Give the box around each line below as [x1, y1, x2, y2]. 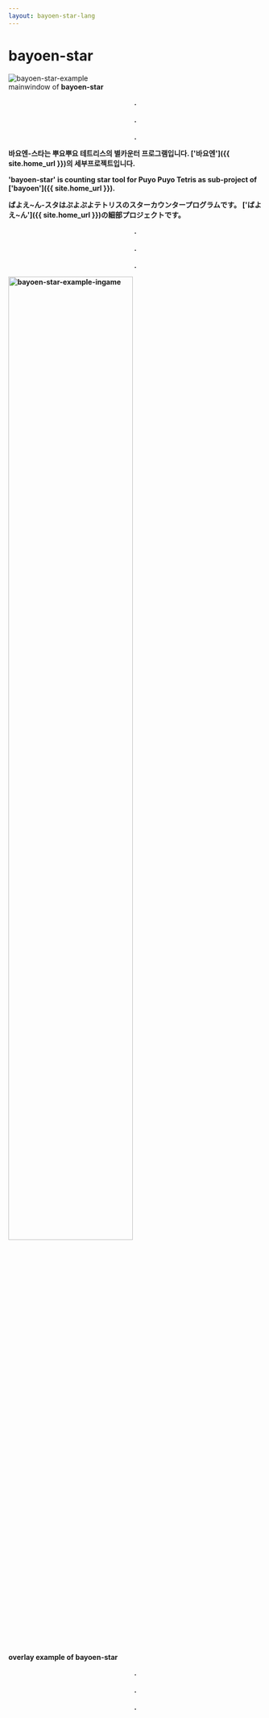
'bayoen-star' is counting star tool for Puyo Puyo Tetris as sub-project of [8, 174, 258, 184]
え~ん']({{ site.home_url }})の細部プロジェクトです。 [8, 210, 185, 219]
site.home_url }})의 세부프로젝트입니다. [8, 158, 135, 168]
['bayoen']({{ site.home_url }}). [8, 183, 115, 193]
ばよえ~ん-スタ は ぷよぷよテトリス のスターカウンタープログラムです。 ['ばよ [8, 199, 262, 210]
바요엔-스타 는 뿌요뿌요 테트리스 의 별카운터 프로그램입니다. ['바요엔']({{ [8, 148, 230, 158]
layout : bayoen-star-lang [8, 11, 95, 20]
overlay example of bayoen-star [8, 1652, 118, 1662]
